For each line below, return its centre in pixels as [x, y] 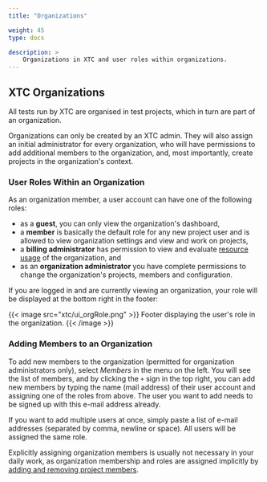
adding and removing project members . [73, 469]
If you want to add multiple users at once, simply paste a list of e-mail [123, 419]
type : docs [26, 38]
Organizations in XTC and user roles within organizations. [125, 60]
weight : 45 [26, 30]
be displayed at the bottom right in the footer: [83, 299]
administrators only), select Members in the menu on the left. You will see [129, 370]
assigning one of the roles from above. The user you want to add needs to [131, 395]
